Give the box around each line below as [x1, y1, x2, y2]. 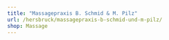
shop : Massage [7, 22, 48, 29]
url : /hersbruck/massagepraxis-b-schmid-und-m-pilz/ [7, 16, 163, 23]
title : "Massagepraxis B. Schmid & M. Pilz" [7, 9, 138, 17]
